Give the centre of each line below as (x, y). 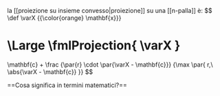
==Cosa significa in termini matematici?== (67, 85)
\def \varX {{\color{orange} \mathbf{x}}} (64, 18)
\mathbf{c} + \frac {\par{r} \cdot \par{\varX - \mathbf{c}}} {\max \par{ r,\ (110, 64)
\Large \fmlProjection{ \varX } (94, 46)
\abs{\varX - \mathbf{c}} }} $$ (50, 71)
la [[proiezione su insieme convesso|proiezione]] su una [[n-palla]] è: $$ (110, 11)
